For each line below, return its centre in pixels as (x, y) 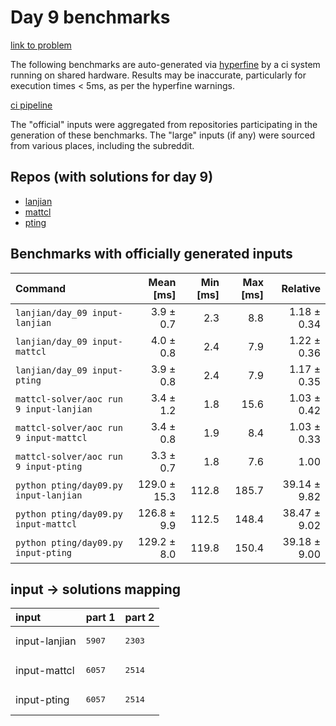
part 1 (100, 618)
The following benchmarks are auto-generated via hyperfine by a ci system (165, 64)
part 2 (139, 618)
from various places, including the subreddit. (102, 145)
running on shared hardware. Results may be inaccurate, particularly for (158, 75)
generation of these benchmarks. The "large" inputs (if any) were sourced (163, 135)
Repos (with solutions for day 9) (112, 177)
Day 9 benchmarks (90, 17)
